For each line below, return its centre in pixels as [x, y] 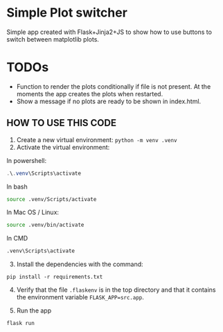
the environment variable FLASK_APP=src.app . [80, 297]
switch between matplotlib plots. [53, 39]
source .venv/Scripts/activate [52, 199]
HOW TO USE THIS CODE [62, 123]
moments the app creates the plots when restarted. [90, 94]
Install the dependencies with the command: [80, 264]
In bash [17, 186]
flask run [21, 324]
